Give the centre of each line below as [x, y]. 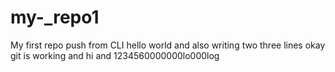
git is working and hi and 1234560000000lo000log [115, 55]
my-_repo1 [55, 17]
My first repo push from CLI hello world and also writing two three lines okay [168, 45]
